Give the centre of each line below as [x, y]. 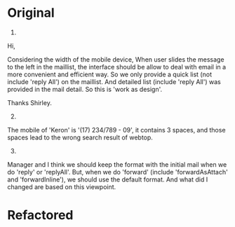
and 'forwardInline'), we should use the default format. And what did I [108, 179]
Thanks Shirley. [30, 102]
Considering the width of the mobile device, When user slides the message [116, 59]
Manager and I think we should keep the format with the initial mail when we [117, 164]
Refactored [40, 215]
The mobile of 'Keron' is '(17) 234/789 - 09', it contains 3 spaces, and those [116, 130]
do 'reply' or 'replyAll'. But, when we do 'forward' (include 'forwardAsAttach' [117, 172]
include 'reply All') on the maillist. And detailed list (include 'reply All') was [114, 81]
